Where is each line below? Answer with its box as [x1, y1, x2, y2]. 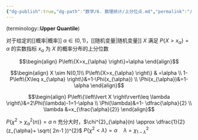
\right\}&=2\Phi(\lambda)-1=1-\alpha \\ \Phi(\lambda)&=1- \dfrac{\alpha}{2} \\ [6, 99, 192, 106]
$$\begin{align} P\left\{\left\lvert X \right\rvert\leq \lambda [28, 94, 170, 101]
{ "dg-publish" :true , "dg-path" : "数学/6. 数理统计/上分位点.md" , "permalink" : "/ [6, 8, 193, 15]
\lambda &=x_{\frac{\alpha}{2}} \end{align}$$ [43, 106, 155, 113]
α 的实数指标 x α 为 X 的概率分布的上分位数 [6, 45, 109, 54]
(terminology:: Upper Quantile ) [6, 25, 80, 32]
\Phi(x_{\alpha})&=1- [138, 76, 189, 83]
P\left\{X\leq [9, 76, 40, 83]
